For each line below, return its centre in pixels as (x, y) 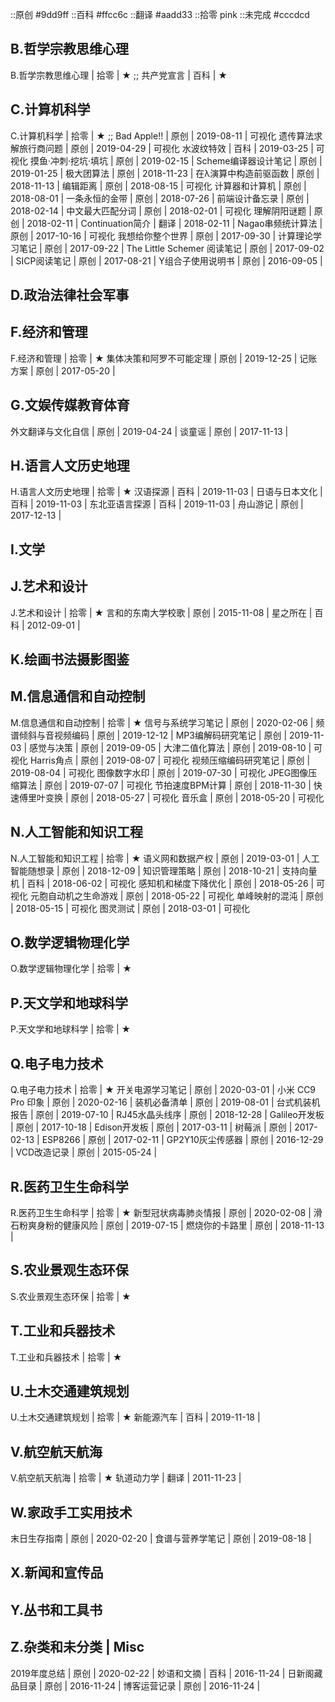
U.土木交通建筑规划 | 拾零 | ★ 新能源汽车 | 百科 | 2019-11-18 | (135, 1417)
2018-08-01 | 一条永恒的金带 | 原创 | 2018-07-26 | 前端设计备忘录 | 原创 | (160, 198)
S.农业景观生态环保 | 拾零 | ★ (71, 1296)
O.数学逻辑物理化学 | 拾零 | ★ (71, 969)
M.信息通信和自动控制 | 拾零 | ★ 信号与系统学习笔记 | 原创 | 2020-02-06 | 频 (167, 722)
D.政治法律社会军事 (70, 295)
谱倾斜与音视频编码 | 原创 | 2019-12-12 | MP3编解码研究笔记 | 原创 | (149, 735)
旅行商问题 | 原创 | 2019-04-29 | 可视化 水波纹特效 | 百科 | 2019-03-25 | (166, 148)
